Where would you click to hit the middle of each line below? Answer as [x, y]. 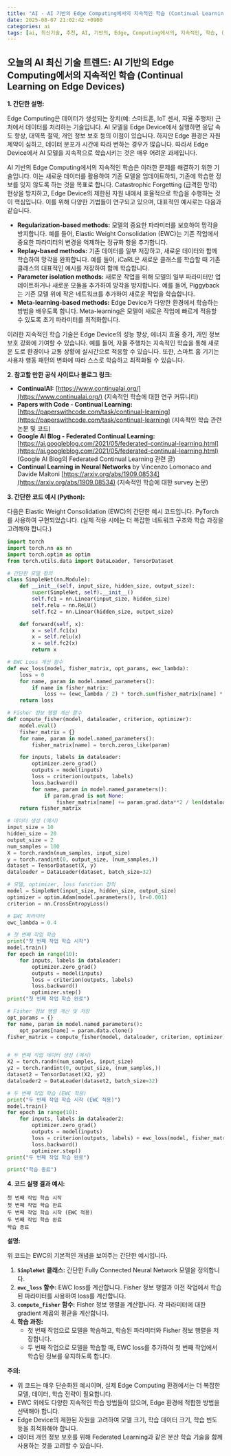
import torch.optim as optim [49, 555]
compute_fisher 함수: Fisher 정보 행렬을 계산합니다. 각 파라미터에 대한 [111, 1305]
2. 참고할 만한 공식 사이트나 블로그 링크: [59, 375]
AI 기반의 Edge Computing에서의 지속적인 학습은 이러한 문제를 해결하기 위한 [110, 168]
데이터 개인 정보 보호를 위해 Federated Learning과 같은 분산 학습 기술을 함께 [120, 1437]
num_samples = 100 [33, 846]
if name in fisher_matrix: [70, 688]
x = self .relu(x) [56, 637]
